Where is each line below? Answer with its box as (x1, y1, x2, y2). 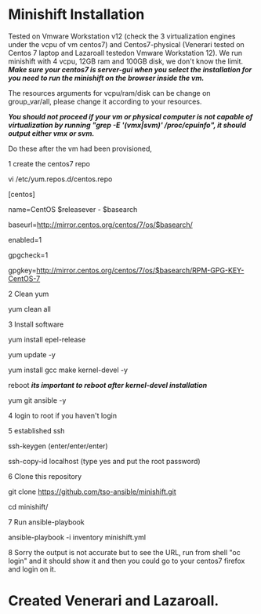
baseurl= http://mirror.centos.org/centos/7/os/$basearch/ (8, 220, 194, 229)
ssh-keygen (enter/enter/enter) (8, 441, 108, 451)
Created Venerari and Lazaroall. (8, 592, 219, 610)
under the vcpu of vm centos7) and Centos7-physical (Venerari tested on (8, 39, 245, 49)
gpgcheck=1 (8, 250, 49, 260)
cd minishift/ (8, 502, 49, 511)
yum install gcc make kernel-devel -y (8, 365, 128, 375)
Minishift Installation (8, 5, 145, 24)
